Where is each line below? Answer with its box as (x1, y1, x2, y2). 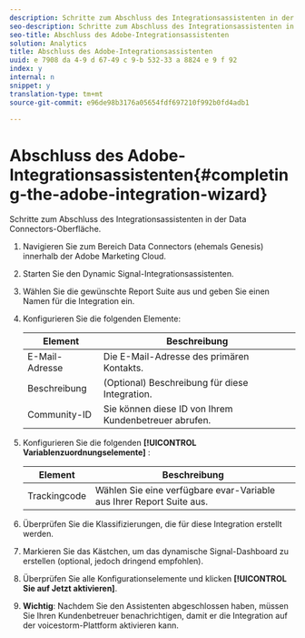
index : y (9, 65, 43, 74)
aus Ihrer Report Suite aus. (94, 495, 209, 508)
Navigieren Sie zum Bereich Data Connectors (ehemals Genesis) (22, 241, 264, 252)
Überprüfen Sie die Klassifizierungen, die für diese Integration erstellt (22, 519, 282, 530)
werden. (22, 529, 54, 540)
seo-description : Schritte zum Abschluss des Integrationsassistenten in (9, 22, 295, 31)
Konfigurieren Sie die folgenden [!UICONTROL (22, 438, 197, 449)
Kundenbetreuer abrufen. (103, 414, 212, 427)
